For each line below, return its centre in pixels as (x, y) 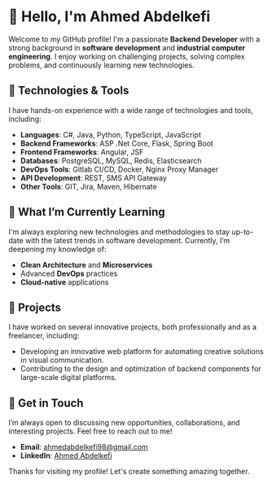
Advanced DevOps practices (69, 273)
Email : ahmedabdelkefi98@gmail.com (84, 447)
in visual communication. (62, 360)
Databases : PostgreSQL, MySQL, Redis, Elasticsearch (111, 160)
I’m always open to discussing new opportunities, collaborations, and (124, 423)
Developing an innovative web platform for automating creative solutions (142, 351)
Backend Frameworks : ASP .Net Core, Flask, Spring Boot (116, 143)
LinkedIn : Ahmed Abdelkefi (66, 456)
